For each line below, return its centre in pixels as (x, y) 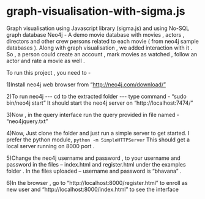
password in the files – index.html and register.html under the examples (96, 164)
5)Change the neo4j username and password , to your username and (93, 158)
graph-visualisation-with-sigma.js (96, 11)
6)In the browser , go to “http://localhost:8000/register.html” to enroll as (97, 182)
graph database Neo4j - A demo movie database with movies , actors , (95, 34)
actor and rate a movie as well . (46, 61)
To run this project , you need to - (49, 72)
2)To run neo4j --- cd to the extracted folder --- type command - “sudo (96, 96)
